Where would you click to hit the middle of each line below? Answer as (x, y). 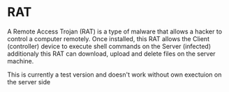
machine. (21, 61)
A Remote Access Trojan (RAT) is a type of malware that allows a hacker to (114, 31)
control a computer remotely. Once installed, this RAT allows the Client (108, 38)
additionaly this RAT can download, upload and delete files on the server (111, 54)
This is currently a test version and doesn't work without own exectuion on (114, 75)
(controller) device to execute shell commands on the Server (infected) (109, 46)
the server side (29, 82)
